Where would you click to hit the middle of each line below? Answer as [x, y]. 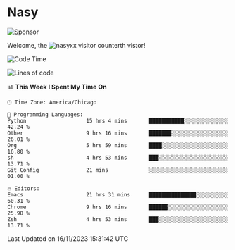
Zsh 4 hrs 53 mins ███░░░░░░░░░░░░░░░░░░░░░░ [118, 219]
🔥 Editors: [24, 188]
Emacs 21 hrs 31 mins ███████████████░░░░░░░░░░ [118, 194]
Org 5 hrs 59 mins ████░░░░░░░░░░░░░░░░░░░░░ [118, 145]
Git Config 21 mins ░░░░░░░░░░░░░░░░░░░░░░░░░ [118, 170]
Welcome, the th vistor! [76, 45]
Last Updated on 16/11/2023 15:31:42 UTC [68, 238]
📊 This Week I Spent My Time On [57, 87]
